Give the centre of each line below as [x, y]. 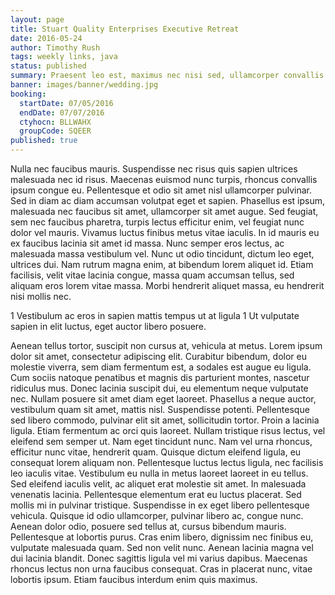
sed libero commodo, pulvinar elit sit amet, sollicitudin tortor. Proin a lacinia [165, 420]
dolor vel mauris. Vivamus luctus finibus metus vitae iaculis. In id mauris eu [165, 232]
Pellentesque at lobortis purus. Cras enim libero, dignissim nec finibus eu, [162, 537]
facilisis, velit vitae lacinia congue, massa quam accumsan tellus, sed [152, 275]
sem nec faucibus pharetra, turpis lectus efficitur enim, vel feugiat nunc [157, 222]
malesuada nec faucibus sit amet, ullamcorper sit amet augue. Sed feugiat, [164, 211]
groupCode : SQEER [55, 131]
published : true [44, 141]
